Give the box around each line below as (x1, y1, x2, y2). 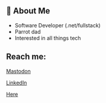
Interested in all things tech (14, 34, 81, 42)
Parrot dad (14, 28, 41, 35)
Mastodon (6, 67, 31, 74)
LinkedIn (6, 79, 27, 86)
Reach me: (6, 52, 46, 62)
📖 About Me (6, 6, 50, 16)
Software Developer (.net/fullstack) (14, 21, 101, 29)
